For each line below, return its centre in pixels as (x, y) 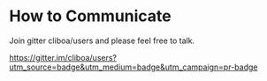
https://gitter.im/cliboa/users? (63, 57)
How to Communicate (91, 16)
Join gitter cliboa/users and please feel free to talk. (102, 40)
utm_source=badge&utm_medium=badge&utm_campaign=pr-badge (133, 67)
